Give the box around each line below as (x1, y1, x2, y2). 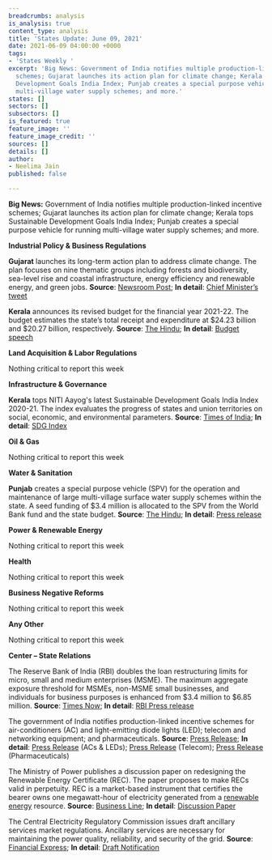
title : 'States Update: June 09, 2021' (8, 34, 143, 43)
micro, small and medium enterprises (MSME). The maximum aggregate (8, 675, 249, 684)
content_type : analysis (8, 27, 89, 35)
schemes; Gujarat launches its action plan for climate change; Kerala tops (8, 208, 253, 217)
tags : (8, 49, 27, 57)
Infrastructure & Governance (8, 380, 108, 389)
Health (8, 556, 32, 566)
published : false (8, 170, 67, 178)
